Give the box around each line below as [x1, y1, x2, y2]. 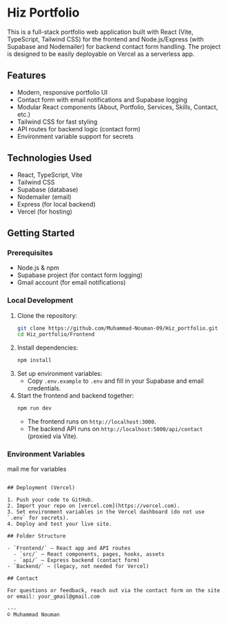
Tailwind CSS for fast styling [17, 117, 98, 126]
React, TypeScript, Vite [17, 171, 83, 179]
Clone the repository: [17, 311, 78, 319]
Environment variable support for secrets [17, 132, 134, 140]
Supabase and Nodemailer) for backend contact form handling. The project [7, 42, 221, 50]
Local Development [7, 296, 74, 305]
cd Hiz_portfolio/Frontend [17, 331, 95, 338]
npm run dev [17, 405, 52, 412]
